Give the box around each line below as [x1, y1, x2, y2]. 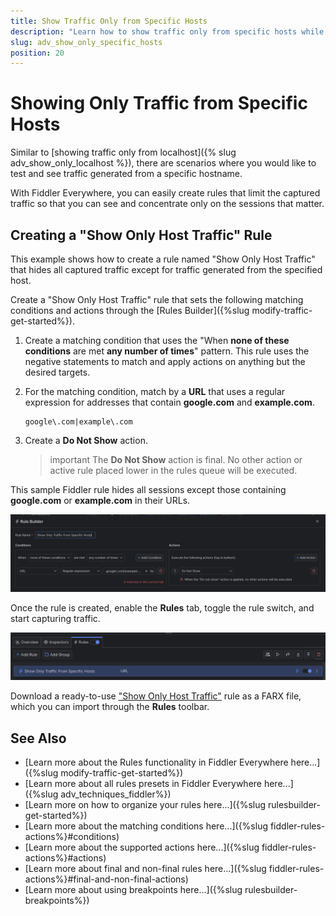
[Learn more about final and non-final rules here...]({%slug [24, 863, 267, 875]
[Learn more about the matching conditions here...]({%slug [24, 820, 268, 832]
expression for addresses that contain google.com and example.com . [24, 396, 315, 408]
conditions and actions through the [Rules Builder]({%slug [10, 305, 250, 316]
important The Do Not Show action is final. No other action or [49, 454, 303, 465]
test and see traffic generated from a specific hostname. [10, 168, 243, 180]
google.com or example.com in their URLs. [10, 495, 191, 506]
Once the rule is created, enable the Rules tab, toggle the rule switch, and [10, 602, 315, 614]
